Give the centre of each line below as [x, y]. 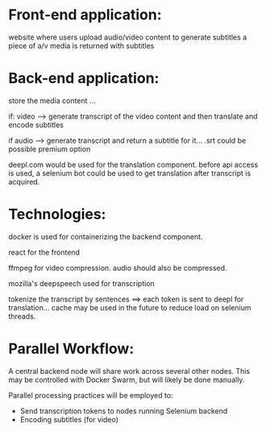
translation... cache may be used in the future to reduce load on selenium [130, 307]
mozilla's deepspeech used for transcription [81, 283]
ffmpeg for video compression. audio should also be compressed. [118, 268]
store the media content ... [52, 100]
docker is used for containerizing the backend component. [106, 236]
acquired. [24, 181]
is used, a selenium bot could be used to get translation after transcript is [130, 173]
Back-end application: [84, 79]
